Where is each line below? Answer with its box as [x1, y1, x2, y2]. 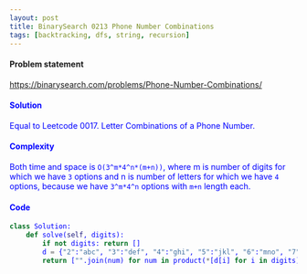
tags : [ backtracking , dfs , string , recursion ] [9, 30, 190, 39]
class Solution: [9, 222, 71, 231]
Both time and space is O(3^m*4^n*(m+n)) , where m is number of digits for [9, 161, 286, 172]
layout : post [9, 13, 59, 23]
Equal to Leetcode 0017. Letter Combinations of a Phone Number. [9, 120, 256, 131]
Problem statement [9, 58, 84, 69]
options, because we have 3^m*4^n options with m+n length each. [9, 180, 251, 192]
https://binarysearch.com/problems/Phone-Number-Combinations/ [9, 79, 262, 90]
